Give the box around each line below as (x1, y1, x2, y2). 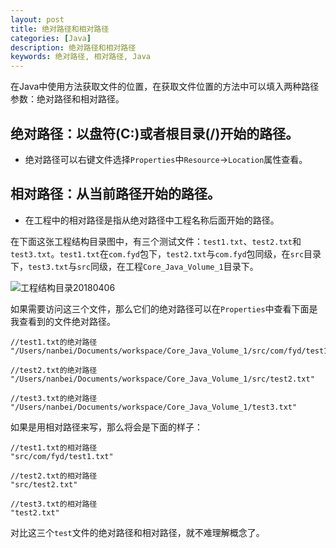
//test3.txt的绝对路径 (10, 393, 98, 403)
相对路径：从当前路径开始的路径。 (10, 186, 221, 203)
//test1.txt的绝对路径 (10, 337, 98, 347)
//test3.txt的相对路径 (10, 499, 98, 509)
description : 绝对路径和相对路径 (10, 42, 137, 53)
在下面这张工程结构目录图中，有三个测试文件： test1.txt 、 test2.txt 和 (10, 235, 302, 247)
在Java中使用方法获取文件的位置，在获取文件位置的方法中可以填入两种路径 (10, 81, 320, 93)
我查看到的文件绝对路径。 (10, 315, 116, 327)
